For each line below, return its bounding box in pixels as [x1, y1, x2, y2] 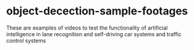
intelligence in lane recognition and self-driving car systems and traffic [6, 30, 182, 37]
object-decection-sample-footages [6, 4, 189, 18]
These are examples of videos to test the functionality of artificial [6, 24, 168, 31]
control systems [6, 37, 46, 44]
